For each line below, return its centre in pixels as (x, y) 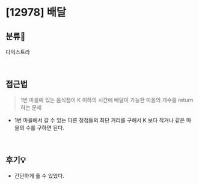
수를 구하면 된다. (45, 127)
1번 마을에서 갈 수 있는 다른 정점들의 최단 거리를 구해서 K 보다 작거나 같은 (99, 120)
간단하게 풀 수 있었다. (39, 175)
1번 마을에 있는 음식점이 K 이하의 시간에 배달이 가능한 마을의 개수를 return (107, 100)
